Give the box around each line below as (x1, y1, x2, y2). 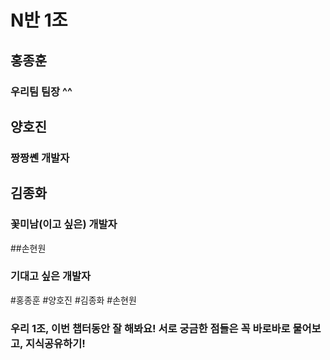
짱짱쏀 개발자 (10, 151, 70, 165)
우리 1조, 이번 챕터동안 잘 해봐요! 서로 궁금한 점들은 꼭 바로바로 (10, 321, 291, 335)
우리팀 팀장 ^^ (10, 84, 73, 98)
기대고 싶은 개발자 (10, 269, 92, 283)
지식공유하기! (24, 336, 86, 350)
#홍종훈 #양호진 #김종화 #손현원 (10, 294, 137, 306)
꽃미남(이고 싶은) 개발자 (10, 217, 118, 231)
